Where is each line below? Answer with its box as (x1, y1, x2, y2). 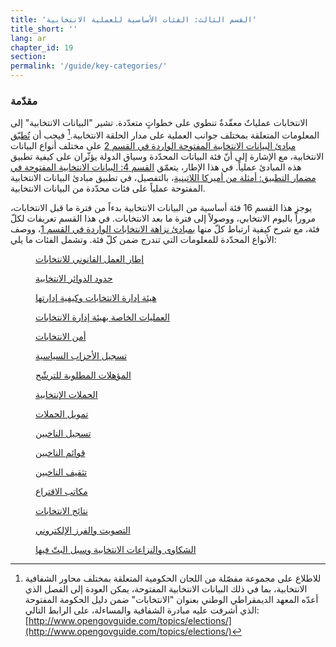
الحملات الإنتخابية (35, 388, 98, 400)
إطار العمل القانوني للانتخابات (35, 252, 145, 265)
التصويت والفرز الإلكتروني (35, 524, 131, 536)
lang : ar (10, 33, 47, 43)
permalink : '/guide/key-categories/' (10, 61, 168, 71)
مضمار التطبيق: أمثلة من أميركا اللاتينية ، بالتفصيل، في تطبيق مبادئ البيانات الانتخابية (10, 171, 317, 183)
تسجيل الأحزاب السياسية (35, 349, 128, 361)
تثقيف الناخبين (35, 466, 88, 478)
